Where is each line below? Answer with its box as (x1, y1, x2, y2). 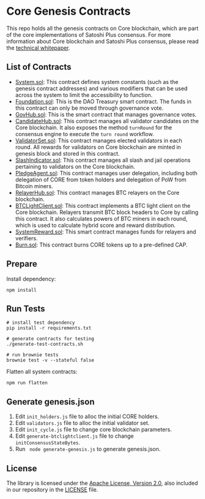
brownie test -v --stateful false (6, 357, 95, 364)
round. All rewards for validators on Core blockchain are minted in (15, 143, 182, 151)
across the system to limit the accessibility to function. (15, 91, 153, 99)
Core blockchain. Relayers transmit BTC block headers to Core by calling (15, 208, 199, 216)
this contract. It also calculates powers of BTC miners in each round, (15, 215, 188, 222)
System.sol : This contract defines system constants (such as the (15, 78, 179, 85)
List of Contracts (6, 62, 72, 72)
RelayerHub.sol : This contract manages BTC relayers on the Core (15, 189, 179, 196)
